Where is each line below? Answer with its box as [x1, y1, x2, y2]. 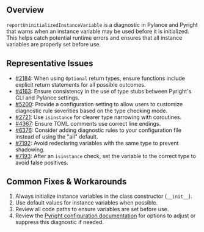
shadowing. [15, 146, 45, 153]
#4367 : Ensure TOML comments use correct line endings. [15, 120, 161, 127]
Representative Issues [6, 58, 93, 69]
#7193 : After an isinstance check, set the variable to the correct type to [15, 152, 197, 159]
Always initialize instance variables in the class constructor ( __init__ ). [15, 192, 192, 200]
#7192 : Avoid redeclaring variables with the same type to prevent [15, 139, 179, 147]
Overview [6, 5, 45, 15]
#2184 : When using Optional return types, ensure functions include [15, 74, 185, 82]
